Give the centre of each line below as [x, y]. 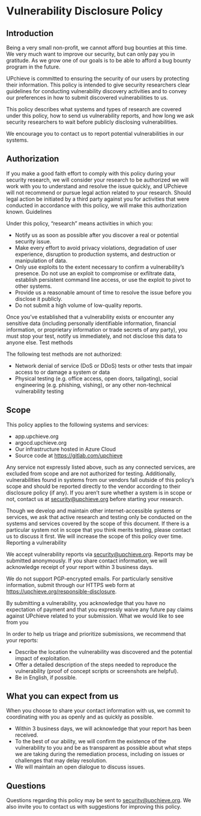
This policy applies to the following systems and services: [77, 424]
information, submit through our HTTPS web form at [70, 585]
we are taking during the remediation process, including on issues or [100, 754]
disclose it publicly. [39, 299]
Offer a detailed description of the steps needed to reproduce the [96, 665]
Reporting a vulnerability [37, 543]
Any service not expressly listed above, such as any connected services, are [101, 467]
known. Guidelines [29, 212]
